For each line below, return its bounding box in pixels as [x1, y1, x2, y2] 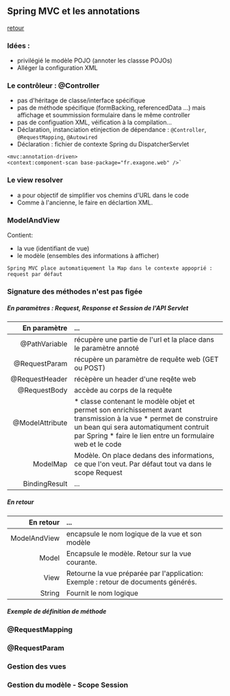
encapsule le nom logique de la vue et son [66, 529, 202, 538]
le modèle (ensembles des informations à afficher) [16, 252, 159, 259]
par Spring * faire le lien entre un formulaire [74, 430, 214, 440]
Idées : [7, 40, 30, 50]
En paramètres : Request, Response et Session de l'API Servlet [7, 303, 189, 312]
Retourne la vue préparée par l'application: [66, 568, 204, 578]
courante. [66, 557, 97, 567]
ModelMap [33, 459, 68, 469]
